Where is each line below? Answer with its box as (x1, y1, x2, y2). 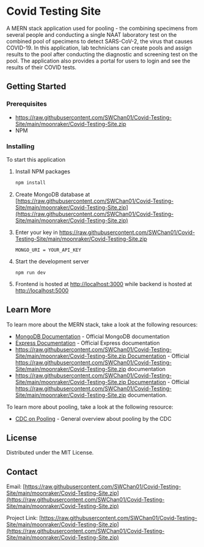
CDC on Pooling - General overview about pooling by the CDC (15, 415, 172, 422)
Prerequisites (6, 100, 47, 108)
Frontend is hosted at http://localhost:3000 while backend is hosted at (15, 280, 192, 287)
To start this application (6, 156, 66, 163)
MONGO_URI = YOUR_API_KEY (15, 247, 81, 253)
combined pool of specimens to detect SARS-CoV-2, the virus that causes (6, 37, 193, 45)
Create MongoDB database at (15, 191, 90, 198)
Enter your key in (15, 228, 58, 236)
